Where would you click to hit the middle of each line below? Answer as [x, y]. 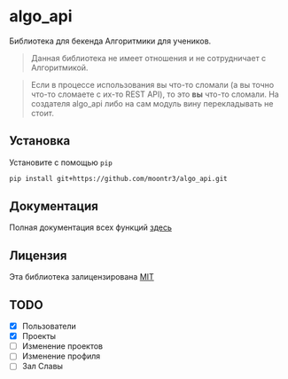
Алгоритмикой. [59, 67]
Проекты [39, 336]
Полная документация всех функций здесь [91, 227]
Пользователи [49, 327]
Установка [40, 141]
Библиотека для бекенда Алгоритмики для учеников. [110, 41]
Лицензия [38, 255]
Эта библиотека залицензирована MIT [82, 277]
